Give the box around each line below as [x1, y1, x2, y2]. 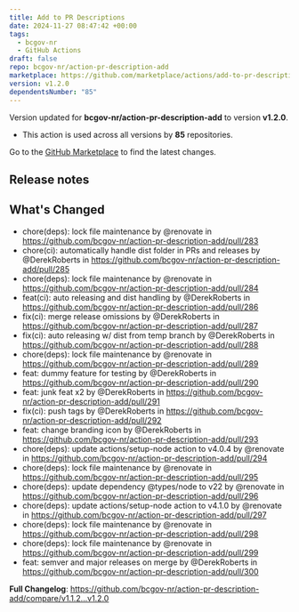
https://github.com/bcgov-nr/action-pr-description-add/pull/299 [21, 547, 259, 558]
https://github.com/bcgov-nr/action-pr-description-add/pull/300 [21, 566, 260, 576]
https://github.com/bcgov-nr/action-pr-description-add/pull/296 [21, 490, 259, 501]
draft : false [9, 54, 58, 63]
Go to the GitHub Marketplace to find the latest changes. [9, 146, 216, 157]
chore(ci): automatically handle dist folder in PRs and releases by [21, 245, 261, 255]
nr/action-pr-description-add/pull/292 [21, 415, 162, 425]
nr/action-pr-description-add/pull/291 [21, 396, 160, 407]
